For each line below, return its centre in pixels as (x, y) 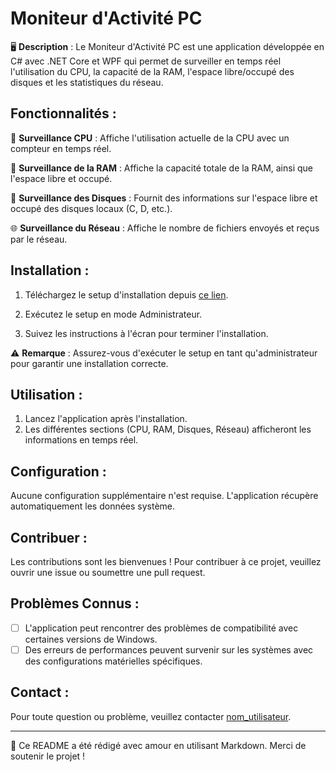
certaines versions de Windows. (91, 639)
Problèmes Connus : (75, 603)
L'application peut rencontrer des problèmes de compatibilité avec (161, 628)
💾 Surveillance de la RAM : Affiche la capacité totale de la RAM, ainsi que (162, 168)
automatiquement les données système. (93, 506)
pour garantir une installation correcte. (89, 363)
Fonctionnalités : (63, 113)
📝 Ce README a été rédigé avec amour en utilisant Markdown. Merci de (158, 745)
